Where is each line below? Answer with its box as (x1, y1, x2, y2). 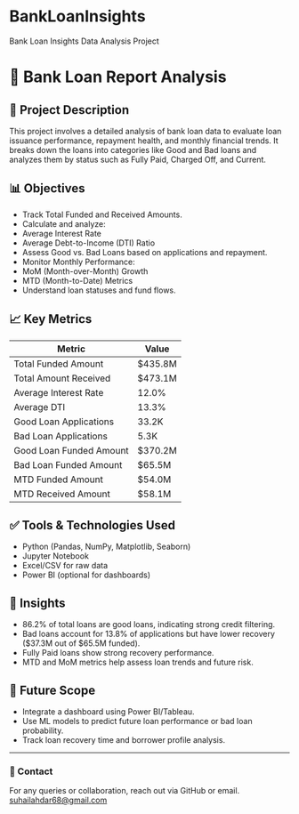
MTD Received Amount (13, 488, 111, 500)
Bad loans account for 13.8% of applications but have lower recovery (21, 629, 276, 640)
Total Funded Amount (13, 358, 104, 370)
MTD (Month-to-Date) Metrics (21, 275, 133, 286)
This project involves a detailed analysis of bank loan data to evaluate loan (9, 125, 282, 136)
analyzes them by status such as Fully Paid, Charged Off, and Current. (9, 154, 267, 165)
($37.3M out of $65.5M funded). (21, 638, 141, 649)
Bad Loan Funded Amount (13, 458, 123, 471)
